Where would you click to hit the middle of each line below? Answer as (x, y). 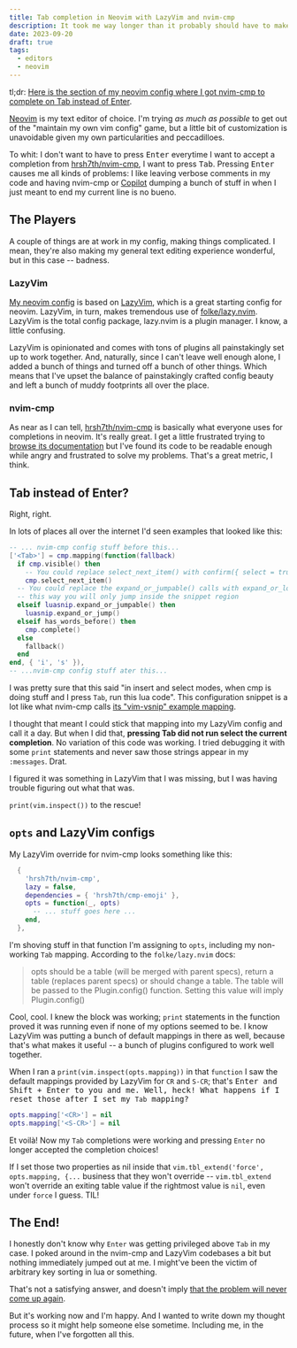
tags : (19, 50)
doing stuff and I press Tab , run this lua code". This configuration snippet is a (148, 697)
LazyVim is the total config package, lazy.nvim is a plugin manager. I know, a (148, 320)
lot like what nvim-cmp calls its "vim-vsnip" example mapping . (123, 707)
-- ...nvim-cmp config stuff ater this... (88, 671)
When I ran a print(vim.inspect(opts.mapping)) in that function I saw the (144, 1071)
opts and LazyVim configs (82, 833)
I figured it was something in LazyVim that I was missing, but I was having (143, 779)
